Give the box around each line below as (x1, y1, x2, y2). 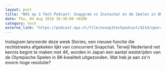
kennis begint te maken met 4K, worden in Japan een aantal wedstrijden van (5, 49, 161, 55)
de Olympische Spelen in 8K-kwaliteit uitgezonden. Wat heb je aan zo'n (5, 54, 150, 60)
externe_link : (5, 25, 35, 30)
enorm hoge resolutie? (5, 60, 51, 66)
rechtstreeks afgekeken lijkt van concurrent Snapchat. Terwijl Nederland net (5, 44, 160, 50)
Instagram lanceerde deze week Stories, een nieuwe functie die (5, 39, 135, 45)
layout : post (5, 7, 32, 12)
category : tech (5, 21, 37, 26)
